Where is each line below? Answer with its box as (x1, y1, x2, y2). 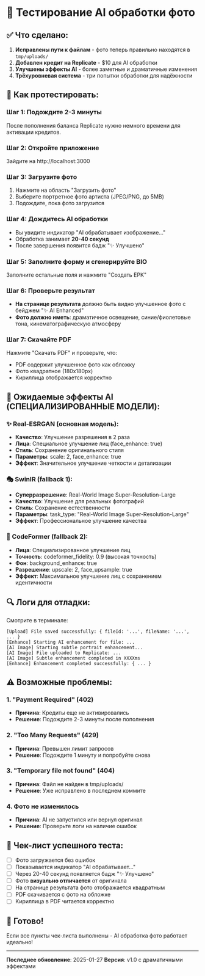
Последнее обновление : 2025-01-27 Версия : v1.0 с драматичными (6, 956, 183, 964)
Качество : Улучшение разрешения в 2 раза (15, 434, 130, 441)
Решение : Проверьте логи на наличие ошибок (15, 823, 137, 830)
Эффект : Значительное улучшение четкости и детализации (15, 459, 171, 467)
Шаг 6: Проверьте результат (6, 286, 96, 295)
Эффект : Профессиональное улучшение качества (15, 517, 147, 525)
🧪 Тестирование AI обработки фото (6, 5, 195, 20)
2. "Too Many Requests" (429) (6, 731, 99, 740)
